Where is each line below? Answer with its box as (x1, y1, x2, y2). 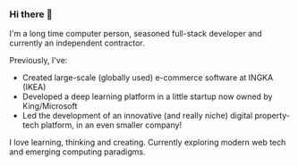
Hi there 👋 (9, 8, 54, 21)
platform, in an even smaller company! (40, 120, 182, 130)
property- (254, 111, 291, 121)
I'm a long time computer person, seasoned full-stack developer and (9, 29, 262, 39)
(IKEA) (21, 82, 47, 93)
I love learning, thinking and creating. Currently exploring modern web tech (9, 137, 286, 148)
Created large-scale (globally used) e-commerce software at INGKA (21, 72, 274, 83)
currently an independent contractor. (9, 37, 145, 48)
